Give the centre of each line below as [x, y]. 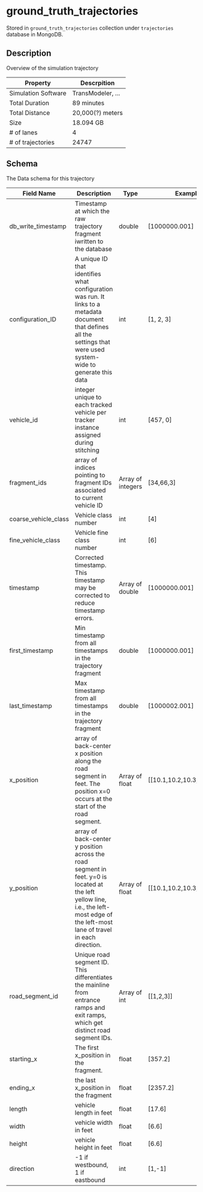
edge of [101, 914]
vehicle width [94, 1122]
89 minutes [88, 103]
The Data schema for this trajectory [50, 178]
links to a [88, 304]
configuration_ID [33, 319]
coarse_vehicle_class [39, 519]
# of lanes [24, 133]
